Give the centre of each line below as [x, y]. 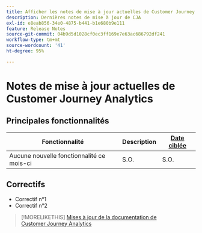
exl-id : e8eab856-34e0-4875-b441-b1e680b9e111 [66, 23]
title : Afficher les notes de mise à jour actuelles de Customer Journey [101, 12]
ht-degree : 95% [25, 51]
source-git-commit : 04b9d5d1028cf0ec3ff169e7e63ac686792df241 [86, 34]
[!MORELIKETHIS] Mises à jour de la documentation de [89, 217]
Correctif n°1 [31, 199]
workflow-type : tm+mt [33, 40]
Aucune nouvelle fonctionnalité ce [57, 155]
